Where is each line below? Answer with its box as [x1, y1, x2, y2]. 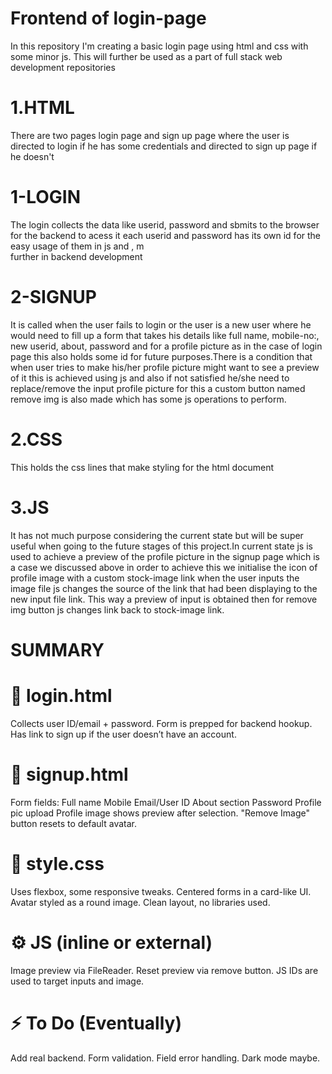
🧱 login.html [10, 685, 113, 707]
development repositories [10, 61, 116, 73]
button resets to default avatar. [10, 817, 137, 829]
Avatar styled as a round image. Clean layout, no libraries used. [10, 896, 271, 908]
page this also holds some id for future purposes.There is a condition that [10, 350, 313, 362]
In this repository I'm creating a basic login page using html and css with [10, 40, 309, 52]
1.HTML [10, 97, 75, 119]
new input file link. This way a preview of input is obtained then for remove [10, 593, 318, 605]
